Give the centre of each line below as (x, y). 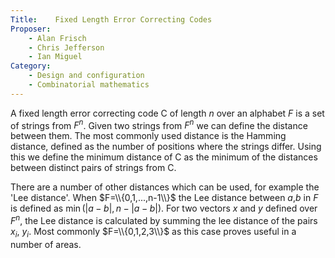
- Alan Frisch (57, 38)
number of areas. (46, 244)
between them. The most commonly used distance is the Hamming (148, 136)
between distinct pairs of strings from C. (93, 168)
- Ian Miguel (55, 57)
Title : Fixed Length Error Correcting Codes (111, 19)
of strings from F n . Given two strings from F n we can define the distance (159, 124)
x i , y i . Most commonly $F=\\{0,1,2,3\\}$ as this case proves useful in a (153, 233)
